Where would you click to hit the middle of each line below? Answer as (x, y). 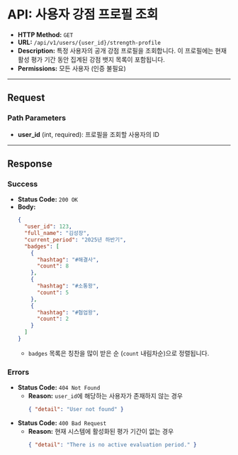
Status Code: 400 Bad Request (62, 423)
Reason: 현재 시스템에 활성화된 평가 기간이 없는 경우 (101, 432)
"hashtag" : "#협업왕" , (68, 312)
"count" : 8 (53, 266)
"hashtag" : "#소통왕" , (68, 286)
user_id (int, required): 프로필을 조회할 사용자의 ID (88, 134)
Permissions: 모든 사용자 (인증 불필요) (72, 68)
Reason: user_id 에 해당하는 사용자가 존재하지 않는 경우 (105, 396)
